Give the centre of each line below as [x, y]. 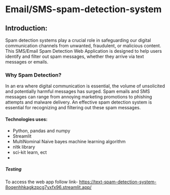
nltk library [24, 147]
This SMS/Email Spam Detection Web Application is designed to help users [84, 51]
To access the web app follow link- [42, 182]
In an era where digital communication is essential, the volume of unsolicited [85, 86]
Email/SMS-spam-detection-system [83, 9]
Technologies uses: [26, 119]
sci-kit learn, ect [30, 152]
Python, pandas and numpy [41, 131]
